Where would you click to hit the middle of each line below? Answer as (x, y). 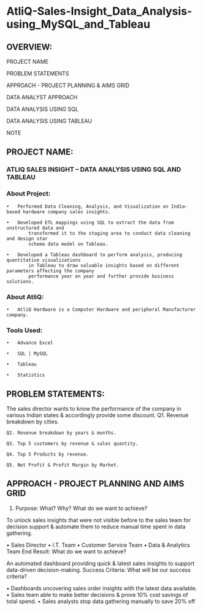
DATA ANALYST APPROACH (42, 97)
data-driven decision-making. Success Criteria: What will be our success (99, 570)
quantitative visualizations (44, 260)
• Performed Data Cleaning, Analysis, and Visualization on (87, 207)
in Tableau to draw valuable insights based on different (104, 265)
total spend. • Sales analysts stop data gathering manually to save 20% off (101, 601)
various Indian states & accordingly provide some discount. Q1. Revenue (98, 416)
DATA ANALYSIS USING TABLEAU (49, 121)
